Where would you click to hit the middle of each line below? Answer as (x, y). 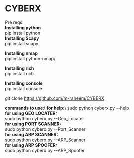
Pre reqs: (14, 22)
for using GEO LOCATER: (31, 113)
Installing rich (20, 68)
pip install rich (19, 73)
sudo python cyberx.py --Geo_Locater (45, 118)
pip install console (24, 88)
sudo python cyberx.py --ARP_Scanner (45, 140)
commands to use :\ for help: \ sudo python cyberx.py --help (67, 108)
